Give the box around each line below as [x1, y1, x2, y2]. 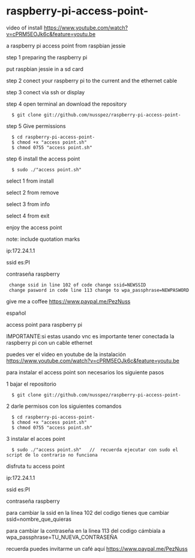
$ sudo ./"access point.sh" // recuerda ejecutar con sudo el [11, 446, 179, 453]
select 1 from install [6, 177, 54, 184]
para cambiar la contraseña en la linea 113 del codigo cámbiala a [6, 527, 166, 534]
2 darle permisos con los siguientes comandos [6, 402, 122, 410]
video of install [6, 24, 43, 31]
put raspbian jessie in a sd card [6, 65, 84, 73]
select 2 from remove [6, 189, 59, 196]
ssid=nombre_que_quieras [6, 515, 72, 523]
